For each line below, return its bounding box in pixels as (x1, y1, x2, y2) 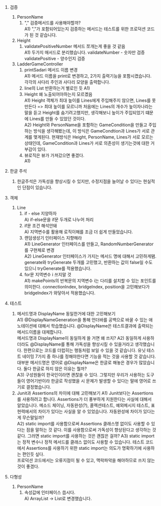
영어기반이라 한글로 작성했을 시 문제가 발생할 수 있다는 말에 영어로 (26, 378, 151, 384)
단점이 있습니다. (22, 185, 53, 190)
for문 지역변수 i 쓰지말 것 (24, 272, 72, 277)
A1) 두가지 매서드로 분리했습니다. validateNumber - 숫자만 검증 (24, 49, 145, 55)
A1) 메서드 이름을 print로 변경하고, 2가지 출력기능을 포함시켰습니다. (24, 73, 152, 79)
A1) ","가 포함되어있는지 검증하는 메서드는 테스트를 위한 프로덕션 (24, 26, 146, 32)
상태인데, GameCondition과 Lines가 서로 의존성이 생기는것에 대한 (24, 140, 150, 146)
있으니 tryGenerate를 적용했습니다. (24, 265, 92, 271)
